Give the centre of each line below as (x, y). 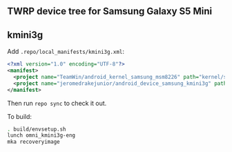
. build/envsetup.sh (37, 129)
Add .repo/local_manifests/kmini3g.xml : (66, 52)
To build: (20, 116)
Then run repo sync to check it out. (57, 103)
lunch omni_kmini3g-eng (41, 135)
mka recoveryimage (33, 142)
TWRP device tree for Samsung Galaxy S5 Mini (110, 11)
